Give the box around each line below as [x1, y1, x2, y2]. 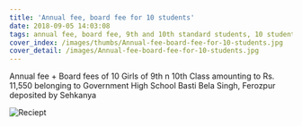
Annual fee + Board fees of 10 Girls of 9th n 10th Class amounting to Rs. [9, 71, 275, 81]
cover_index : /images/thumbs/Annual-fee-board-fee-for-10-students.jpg [9, 38, 283, 47]
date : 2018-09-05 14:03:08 [9, 21, 111, 30]
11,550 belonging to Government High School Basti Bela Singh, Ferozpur [9, 80, 276, 91]
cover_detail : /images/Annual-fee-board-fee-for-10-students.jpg [9, 46, 259, 55]
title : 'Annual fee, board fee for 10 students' [9, 13, 195, 22]
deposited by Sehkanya [9, 90, 97, 101]
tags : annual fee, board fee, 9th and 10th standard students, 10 [9, 29, 263, 38]
